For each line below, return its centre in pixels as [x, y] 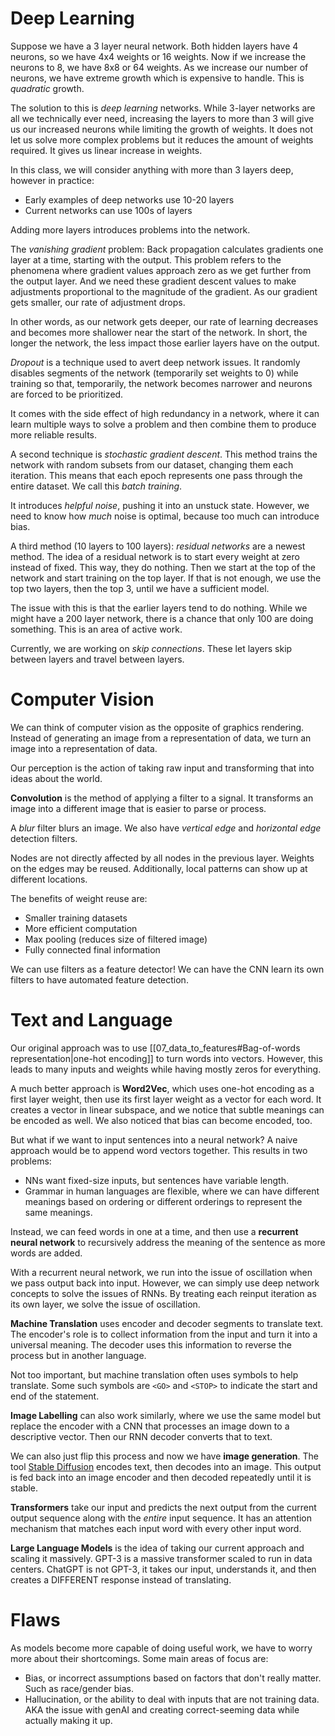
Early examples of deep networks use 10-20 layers [129, 199]
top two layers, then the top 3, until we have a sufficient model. [140, 588]
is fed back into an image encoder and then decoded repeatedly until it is [161, 1477]
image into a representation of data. [84, 748]
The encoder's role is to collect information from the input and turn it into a [164, 1334]
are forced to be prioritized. [67, 394]
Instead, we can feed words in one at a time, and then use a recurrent [154, 1231]
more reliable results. [54, 434]
